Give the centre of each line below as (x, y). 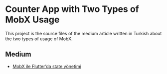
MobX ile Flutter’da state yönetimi (47, 66)
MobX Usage (32, 20)
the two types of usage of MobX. (39, 39)
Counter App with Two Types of (72, 9)
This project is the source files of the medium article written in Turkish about (83, 33)
